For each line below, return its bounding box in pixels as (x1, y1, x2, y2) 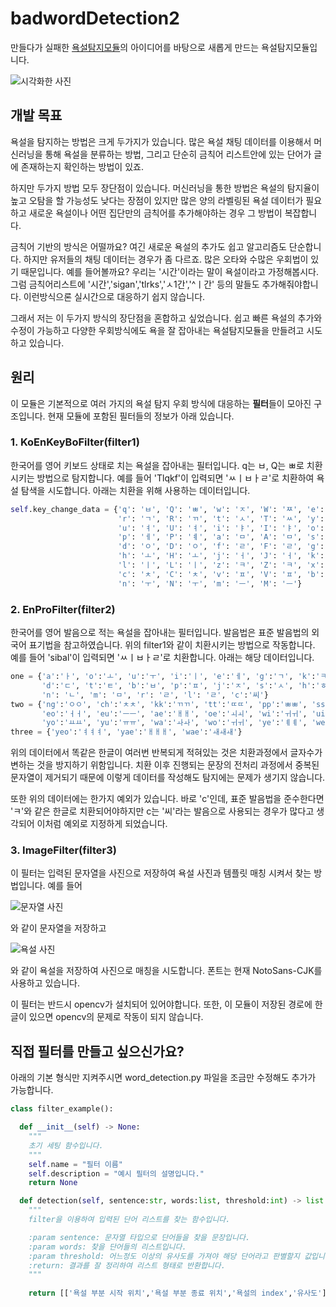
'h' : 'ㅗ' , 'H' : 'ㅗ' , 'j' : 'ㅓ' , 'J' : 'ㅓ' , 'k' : (117, 551, 325, 561)
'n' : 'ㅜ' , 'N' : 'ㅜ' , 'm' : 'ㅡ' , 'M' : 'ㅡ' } (117, 578, 303, 589)
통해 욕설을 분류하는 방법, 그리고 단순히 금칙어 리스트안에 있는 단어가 (44, 148, 312, 160)
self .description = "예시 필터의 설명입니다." (28, 1168, 205, 1179)
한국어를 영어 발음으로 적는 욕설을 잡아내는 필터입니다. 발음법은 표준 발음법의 (10, 627, 310, 639)
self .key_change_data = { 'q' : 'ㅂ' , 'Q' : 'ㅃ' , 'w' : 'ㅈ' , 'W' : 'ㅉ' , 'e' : (10, 504, 325, 514)
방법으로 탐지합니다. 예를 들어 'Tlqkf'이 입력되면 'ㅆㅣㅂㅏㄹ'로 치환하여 (36, 472, 315, 484)
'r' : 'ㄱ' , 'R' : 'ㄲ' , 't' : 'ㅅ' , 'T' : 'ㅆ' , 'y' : (117, 513, 325, 524)
